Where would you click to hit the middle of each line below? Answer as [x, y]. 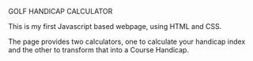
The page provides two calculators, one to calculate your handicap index [127, 41]
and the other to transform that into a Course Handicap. [99, 50]
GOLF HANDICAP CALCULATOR [60, 11]
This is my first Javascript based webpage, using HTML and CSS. [115, 26]
